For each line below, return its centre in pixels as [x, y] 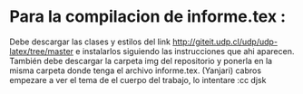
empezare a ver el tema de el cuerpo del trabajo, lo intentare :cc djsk [138, 80]
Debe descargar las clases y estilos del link [90, 42]
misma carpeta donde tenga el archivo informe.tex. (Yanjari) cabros [135, 70]
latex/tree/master [42, 51]
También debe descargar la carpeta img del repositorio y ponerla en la [141, 61]
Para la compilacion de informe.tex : [148, 17]
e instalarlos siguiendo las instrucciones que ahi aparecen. [185, 51]
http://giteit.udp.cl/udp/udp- [225, 42]
